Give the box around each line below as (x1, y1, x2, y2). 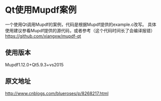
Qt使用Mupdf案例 (5, 4, 77, 16)
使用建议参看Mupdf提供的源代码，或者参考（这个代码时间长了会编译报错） (5, 27, 155, 33)
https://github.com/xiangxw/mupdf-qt (5, 33, 81, 39)
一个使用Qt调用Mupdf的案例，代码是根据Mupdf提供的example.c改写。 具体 (5, 21, 157, 27)
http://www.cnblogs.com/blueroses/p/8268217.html (5, 90, 109, 96)
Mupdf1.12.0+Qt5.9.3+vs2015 (5, 61, 64, 67)
